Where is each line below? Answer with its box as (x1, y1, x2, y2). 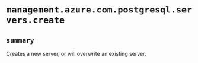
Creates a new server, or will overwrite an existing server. (6, 51, 146, 57)
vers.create (6, 15, 65, 26)
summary (6, 36, 34, 45)
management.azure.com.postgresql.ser (6, 4, 193, 15)
